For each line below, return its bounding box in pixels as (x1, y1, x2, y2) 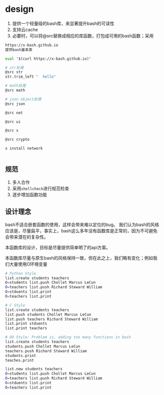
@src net (5, 110, 23, 115)
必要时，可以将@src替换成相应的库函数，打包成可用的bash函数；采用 (12, 33, 154, 39)
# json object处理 (5, 96, 41, 102)
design (5, 3, 34, 15)
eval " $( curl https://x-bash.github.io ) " (5, 56, 92, 61)
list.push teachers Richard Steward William (5, 316, 98, 322)
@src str (5, 70, 23, 75)
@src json (5, 101, 26, 106)
